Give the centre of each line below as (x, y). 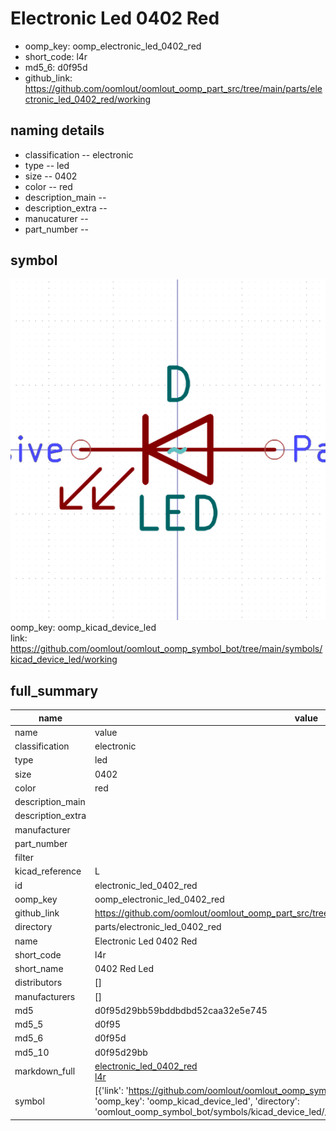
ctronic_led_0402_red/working (88, 99)
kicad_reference (48, 871)
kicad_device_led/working (64, 659)
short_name (39, 969)
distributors (38, 983)
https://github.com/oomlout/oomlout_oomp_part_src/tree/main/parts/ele (173, 88)
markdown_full (45, 1071)
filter (24, 858)
